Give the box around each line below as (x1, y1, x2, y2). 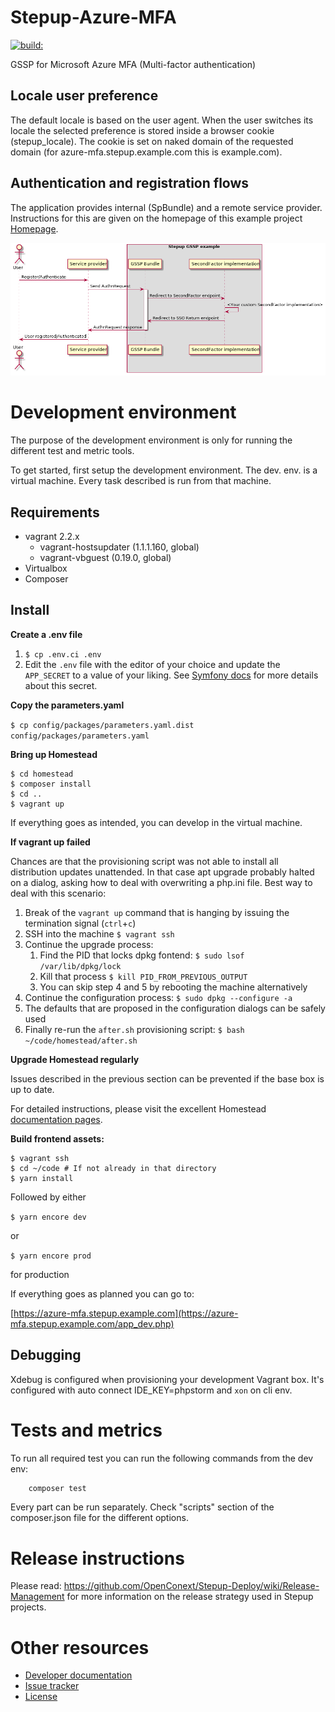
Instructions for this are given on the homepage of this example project (10, 212, 303, 224)
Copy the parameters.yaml (10, 699, 125, 711)
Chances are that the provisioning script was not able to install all (10, 855, 279, 867)
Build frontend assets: (10, 1132, 105, 1145)
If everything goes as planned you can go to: (10, 1287, 195, 1300)
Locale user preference (10, 87, 159, 105)
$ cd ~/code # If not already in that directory (10, 1163, 217, 1173)
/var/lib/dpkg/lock (39, 961, 122, 971)
